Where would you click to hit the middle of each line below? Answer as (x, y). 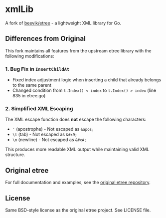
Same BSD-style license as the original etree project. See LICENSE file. (78, 210)
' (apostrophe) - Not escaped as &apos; (53, 129)
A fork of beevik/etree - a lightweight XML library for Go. (63, 23)
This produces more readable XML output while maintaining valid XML (77, 149)
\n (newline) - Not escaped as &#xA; (49, 140)
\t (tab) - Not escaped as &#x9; (45, 134)
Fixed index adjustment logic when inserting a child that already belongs (86, 80)
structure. (15, 155)
